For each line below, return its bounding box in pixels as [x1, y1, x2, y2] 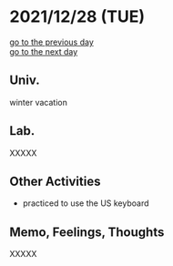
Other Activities [9, 173, 101, 189]
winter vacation [9, 97, 68, 107]
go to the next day [9, 46, 78, 56]
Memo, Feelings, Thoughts [9, 224, 165, 240]
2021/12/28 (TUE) [9, 6, 146, 27]
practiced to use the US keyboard [22, 198, 149, 209]
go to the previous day [9, 36, 94, 47]
